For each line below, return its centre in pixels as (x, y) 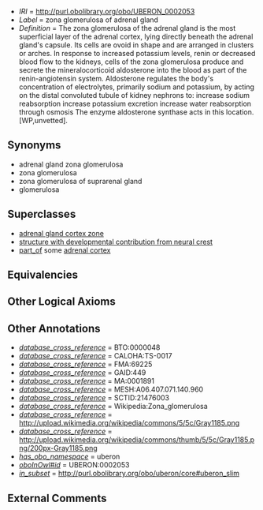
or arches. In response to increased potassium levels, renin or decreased (137, 53)
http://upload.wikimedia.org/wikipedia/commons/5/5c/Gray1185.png (129, 423)
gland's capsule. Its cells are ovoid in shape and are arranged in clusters (136, 45)
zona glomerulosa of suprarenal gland (80, 181)
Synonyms (34, 145)
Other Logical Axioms (61, 302)
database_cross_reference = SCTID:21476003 (94, 398)
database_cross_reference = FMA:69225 (85, 364)
